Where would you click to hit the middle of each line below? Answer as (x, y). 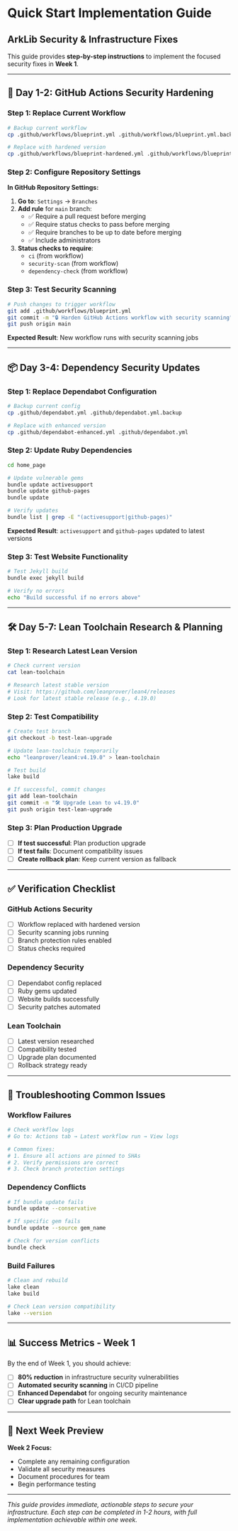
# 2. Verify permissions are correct (63, 1162)
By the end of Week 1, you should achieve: (69, 1363)
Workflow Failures (40, 1115)
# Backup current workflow (47, 128)
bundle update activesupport (50, 485)
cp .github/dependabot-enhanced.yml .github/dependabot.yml (98, 432)
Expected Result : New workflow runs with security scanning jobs (103, 338)
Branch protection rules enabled (64, 940)
